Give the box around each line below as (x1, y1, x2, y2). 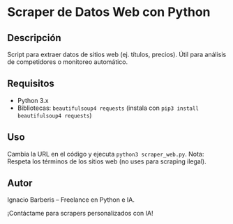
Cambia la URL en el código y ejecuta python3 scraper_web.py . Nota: (7, 150, 204, 158)
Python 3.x (17, 96, 49, 104)
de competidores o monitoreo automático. (7, 58, 128, 66)
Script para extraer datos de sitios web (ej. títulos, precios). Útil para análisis (7, 50, 227, 58)
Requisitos (7, 78, 54, 90)
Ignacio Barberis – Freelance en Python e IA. (7, 195, 135, 204)
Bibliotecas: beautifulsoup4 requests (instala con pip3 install (17, 104, 200, 112)
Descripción (7, 32, 61, 44)
